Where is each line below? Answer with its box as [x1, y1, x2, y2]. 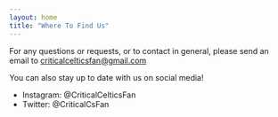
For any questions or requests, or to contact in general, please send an [9, 45, 269, 56]
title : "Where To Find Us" [9, 21, 110, 30]
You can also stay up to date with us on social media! [9, 72, 204, 82]
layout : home [9, 12, 58, 22]
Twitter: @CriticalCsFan [21, 98, 110, 109]
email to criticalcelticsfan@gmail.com [9, 55, 147, 66]
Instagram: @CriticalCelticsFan [21, 90, 136, 100]
